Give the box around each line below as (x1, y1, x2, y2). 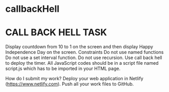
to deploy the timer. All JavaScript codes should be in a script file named (5, 60, 159, 66)
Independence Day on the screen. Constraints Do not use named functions (5, 49, 164, 56)
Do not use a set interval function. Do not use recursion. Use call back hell (5, 54, 162, 61)
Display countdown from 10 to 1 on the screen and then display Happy (5, 44, 153, 50)
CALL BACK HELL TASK (5, 27, 107, 39)
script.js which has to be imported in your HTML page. (5, 65, 121, 72)
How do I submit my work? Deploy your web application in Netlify (5, 76, 144, 82)
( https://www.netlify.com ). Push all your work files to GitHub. (5, 81, 134, 87)
